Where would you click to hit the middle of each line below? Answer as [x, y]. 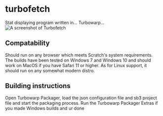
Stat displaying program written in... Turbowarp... [55, 23]
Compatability [28, 43]
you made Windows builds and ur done [45, 108]
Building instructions [38, 86]
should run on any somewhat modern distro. [50, 70]
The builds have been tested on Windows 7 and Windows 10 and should [78, 60]
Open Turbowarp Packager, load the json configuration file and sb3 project [81, 98]
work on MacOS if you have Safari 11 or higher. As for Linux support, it [76, 65]
